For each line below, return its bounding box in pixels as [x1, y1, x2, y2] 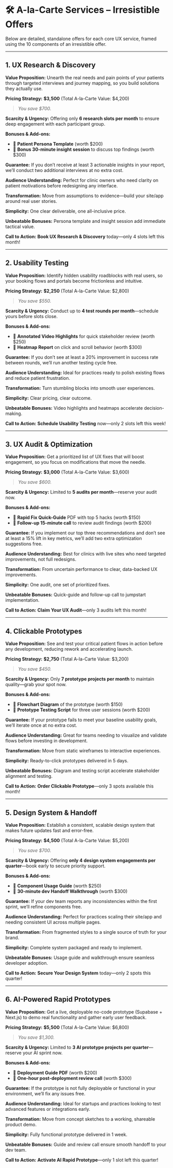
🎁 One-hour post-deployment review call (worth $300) [12, 1075, 132, 1081]
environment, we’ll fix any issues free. [5, 1090, 86, 1096]
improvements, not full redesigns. [5, 556, 77, 563]
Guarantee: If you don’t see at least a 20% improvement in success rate [5, 354, 159, 360]
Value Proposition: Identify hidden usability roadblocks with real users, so [5, 272, 163, 278]
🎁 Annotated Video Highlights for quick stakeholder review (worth [12, 333, 155, 339]
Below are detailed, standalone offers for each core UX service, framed [5, 36, 157, 42]
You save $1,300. [18, 1034, 55, 1040]
